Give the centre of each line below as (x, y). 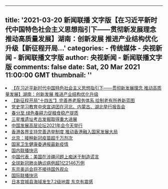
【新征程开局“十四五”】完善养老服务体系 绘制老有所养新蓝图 (73, 100)
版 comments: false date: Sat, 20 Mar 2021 (73, 67)
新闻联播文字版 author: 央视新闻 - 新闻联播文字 (90, 58)
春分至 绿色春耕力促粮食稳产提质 (45, 112)
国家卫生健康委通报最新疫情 (40, 144)
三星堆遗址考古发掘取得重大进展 (44, 119)
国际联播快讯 (25, 175)
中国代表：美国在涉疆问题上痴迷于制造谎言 (55, 156)
